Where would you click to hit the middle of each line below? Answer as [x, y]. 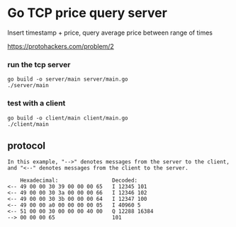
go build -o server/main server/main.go [68, 79]
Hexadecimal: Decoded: [79, 181]
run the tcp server [39, 64]
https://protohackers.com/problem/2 [61, 46]
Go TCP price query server [88, 13]
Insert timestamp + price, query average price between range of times [110, 33]
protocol [27, 145]
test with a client [36, 103]
